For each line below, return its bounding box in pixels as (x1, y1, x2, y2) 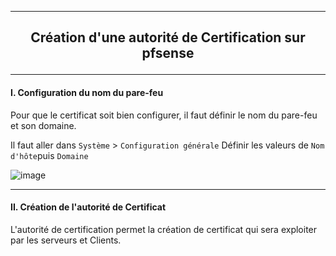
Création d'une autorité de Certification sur (30, 29, 306, 46)
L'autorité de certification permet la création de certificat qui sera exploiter (10, 223, 318, 235)
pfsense (141, 45, 195, 62)
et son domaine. (10, 119, 77, 131)
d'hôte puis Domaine (10, 149, 89, 161)
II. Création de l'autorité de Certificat (10, 201, 167, 213)
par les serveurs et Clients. (10, 234, 122, 246)
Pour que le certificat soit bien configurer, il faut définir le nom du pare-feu (10, 109, 318, 121)
